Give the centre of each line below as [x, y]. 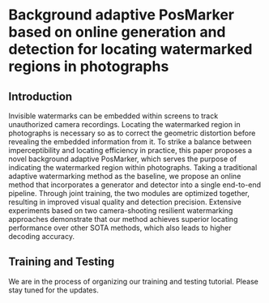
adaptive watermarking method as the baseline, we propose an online [125, 176]
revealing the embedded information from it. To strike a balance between [130, 142]
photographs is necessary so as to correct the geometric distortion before [132, 133]
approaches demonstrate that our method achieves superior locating [123, 219]
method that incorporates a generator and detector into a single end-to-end [135, 185]
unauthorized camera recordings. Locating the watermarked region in [124, 124]
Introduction [41, 96]
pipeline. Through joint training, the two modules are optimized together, [129, 193]
